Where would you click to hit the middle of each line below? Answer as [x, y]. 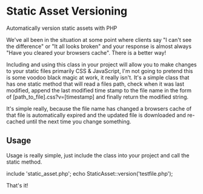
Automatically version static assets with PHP [62, 28]
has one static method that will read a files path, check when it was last [95, 84]
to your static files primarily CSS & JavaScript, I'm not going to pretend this [100, 71]
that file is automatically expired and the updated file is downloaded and [96, 115]
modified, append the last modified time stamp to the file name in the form [99, 90]
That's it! [17, 185]
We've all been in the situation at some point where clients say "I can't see [99, 40]
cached [16, 121]
